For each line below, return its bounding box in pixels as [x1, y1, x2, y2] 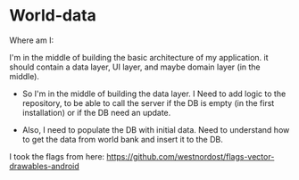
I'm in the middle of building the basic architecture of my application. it [9, 52, 270, 62]
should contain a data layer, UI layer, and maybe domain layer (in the [9, 61, 261, 72]
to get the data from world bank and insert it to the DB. [21, 134, 223, 144]
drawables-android [9, 160, 80, 171]
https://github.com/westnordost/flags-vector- [106, 151, 275, 161]
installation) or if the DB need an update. [21, 107, 171, 118]
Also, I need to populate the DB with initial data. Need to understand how [21, 124, 290, 135]
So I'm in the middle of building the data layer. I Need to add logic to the [21, 88, 287, 99]
